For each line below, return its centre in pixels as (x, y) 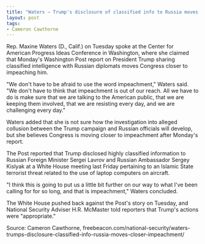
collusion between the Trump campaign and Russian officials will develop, (99, 128)
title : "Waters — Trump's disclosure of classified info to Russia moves (102, 12)
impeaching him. (27, 72)
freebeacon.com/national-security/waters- (136, 228)
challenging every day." (36, 110)
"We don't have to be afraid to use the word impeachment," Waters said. (98, 84)
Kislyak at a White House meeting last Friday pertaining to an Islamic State (100, 166)
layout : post (23, 18)
